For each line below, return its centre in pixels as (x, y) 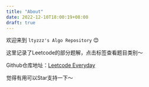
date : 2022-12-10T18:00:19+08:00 (47, 17)
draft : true (21, 22)
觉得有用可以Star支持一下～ (40, 78)
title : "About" (25, 12)
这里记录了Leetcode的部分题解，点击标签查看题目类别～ (74, 53)
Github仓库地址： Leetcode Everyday (51, 65)
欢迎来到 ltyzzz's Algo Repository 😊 (53, 40)
